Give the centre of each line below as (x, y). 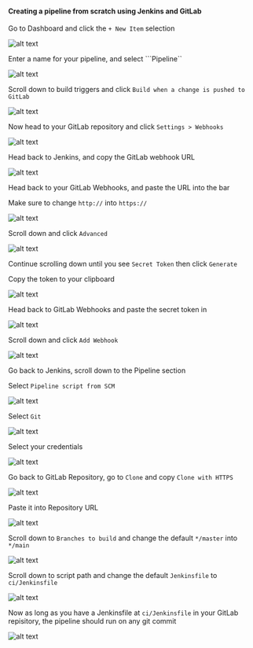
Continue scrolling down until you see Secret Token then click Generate (123, 264)
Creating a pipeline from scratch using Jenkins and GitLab (105, 11)
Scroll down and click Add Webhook (63, 340)
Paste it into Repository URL (53, 508)
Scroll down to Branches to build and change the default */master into (123, 538)
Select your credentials (46, 447)
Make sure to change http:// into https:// (78, 203)
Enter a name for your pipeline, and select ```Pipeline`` (95, 59)
